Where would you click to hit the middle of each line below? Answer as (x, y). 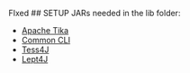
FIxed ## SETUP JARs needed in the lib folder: (95, 13)
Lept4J (35, 59)
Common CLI (46, 40)
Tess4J (35, 50)
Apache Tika (45, 30)
